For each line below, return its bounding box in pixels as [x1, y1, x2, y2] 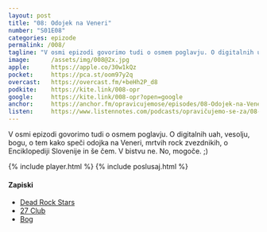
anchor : [8, 100, 34, 108]
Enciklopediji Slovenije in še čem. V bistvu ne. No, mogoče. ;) [8, 146, 209, 156]
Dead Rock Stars [19, 198, 75, 207]
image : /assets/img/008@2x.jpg [8, 56, 130, 64]
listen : [8, 108, 34, 116]
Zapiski [8, 180, 33, 189]
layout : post [8, 11, 52, 20]
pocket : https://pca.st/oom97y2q [8, 71, 133, 79]
